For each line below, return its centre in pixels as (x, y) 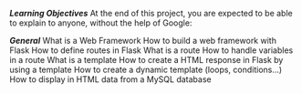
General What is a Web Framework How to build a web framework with (143, 41)
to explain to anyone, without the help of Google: (101, 23)
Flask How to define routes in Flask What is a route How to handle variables (151, 50)
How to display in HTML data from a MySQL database (110, 79)
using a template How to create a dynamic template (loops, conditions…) (146, 69)
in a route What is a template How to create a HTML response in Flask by (146, 60)
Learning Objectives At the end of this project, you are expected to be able (151, 13)
